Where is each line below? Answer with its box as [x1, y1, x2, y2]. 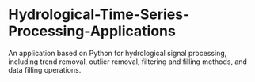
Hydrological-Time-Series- [8, 6, 190, 24]
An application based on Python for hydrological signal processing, [8, 48, 227, 58]
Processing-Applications [8, 22, 176, 40]
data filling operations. [8, 65, 82, 74]
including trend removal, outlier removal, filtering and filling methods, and [8, 57, 248, 66]
